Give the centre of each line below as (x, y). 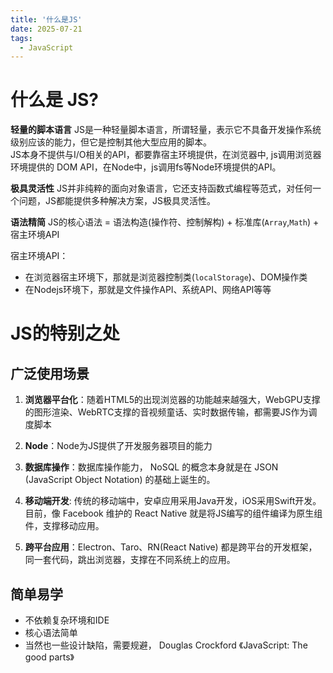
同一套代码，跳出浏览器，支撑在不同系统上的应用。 (130, 560)
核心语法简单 (51, 632)
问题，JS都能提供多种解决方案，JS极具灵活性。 (117, 201)
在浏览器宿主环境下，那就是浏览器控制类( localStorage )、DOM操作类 (166, 277)
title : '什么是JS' (46, 19)
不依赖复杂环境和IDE (67, 620)
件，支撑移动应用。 (64, 526)
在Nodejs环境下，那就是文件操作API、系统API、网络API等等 (148, 290)
